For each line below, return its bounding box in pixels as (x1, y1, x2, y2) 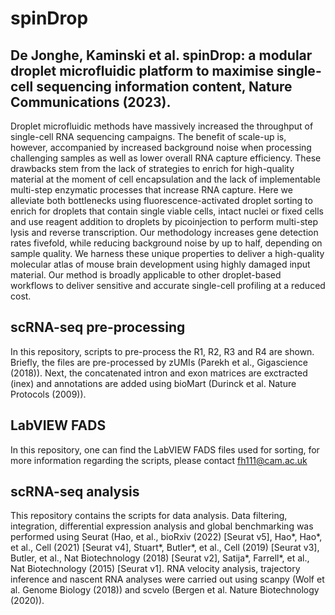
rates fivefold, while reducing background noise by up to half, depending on (10, 237, 323, 249)
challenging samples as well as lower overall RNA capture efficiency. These (10, 152, 322, 164)
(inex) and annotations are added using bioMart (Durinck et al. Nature (10, 377, 297, 389)
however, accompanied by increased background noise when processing (10, 142, 312, 153)
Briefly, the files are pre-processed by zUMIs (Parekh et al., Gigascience (10, 356, 308, 368)
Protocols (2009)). (10, 388, 87, 400)
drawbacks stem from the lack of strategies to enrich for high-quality (10, 163, 295, 174)
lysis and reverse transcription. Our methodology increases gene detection (10, 227, 319, 238)
